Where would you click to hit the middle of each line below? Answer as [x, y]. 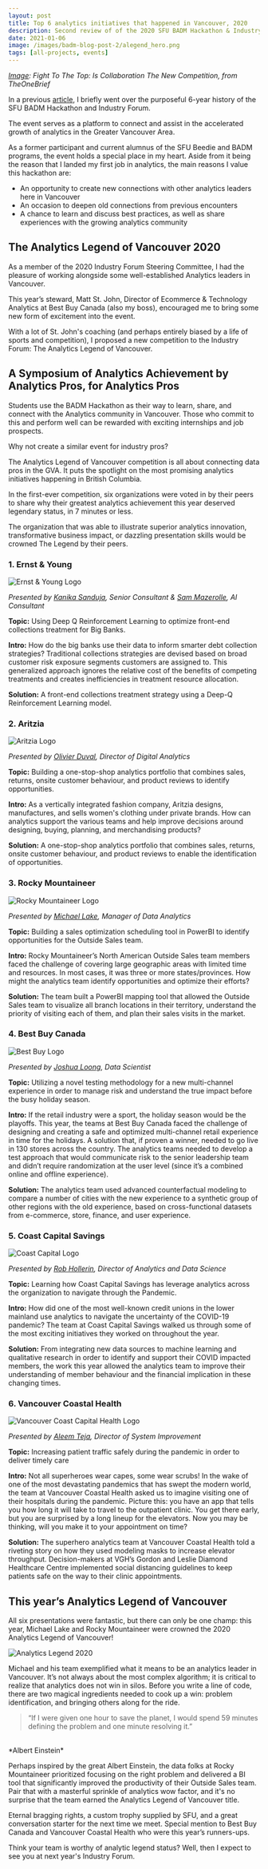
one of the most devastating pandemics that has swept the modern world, [130, 1484]
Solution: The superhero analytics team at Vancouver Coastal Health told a [132, 1542]
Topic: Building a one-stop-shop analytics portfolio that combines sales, [127, 772]
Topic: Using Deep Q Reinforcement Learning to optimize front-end [119, 621]
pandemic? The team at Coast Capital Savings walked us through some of [130, 1325]
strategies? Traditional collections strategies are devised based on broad [128, 653]
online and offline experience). [59, 1174]
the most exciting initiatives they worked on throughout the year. [114, 1334]
